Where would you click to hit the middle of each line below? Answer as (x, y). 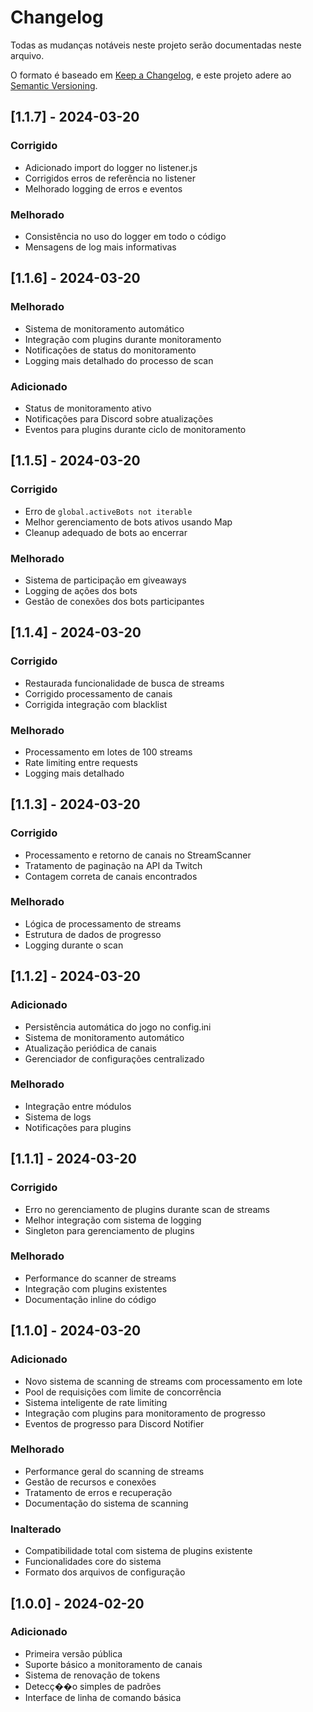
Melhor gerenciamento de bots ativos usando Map (128, 522)
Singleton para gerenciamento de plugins (109, 1230)
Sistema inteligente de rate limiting (96, 1402)
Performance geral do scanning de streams (114, 1471)
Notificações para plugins (78, 1127)
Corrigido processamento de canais (98, 693)
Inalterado (36, 1529)
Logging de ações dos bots (81, 590)
